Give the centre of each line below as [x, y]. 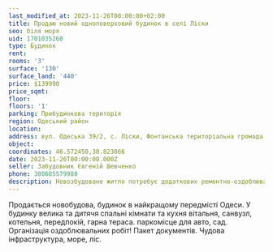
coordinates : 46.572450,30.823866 [67, 152]
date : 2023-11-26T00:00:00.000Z [63, 159]
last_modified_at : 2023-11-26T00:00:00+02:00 [87, 16]
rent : [17, 53]
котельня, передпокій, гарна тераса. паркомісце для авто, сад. [118, 222]
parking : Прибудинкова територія [65, 114]
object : [22, 144]
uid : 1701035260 [36, 38]
